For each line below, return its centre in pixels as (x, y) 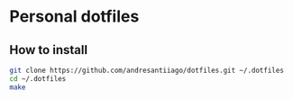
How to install (49, 50)
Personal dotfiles (74, 17)
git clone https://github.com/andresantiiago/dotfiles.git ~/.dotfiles (146, 70)
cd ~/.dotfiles (38, 78)
